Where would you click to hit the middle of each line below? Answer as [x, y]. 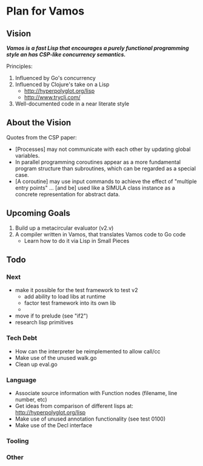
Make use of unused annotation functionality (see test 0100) [90, 419]
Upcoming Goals [38, 213]
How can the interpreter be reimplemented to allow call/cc [88, 351]
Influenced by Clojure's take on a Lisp [62, 84]
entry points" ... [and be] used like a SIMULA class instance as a [95, 188]
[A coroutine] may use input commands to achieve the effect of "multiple [106, 181]
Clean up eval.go [36, 364]
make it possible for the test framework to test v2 [76, 290]
